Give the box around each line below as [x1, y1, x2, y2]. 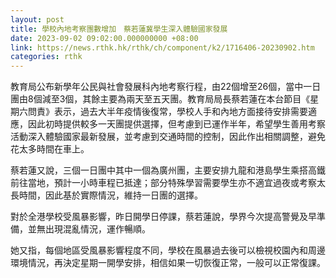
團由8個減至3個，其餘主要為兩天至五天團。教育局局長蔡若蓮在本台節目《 [10, 93, 311, 105]
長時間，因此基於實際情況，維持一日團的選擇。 [10, 189, 203, 201]
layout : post [10, 14, 65, 25]
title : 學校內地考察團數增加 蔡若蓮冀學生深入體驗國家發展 [10, 24, 228, 34]
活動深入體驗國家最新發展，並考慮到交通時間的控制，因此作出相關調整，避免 [10, 131, 326, 143]
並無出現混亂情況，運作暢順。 [27, 223, 151, 235]
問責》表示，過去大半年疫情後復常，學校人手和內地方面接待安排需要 [27, 106, 308, 118]
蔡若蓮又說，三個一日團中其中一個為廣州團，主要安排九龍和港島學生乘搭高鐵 [10, 164, 326, 176]
